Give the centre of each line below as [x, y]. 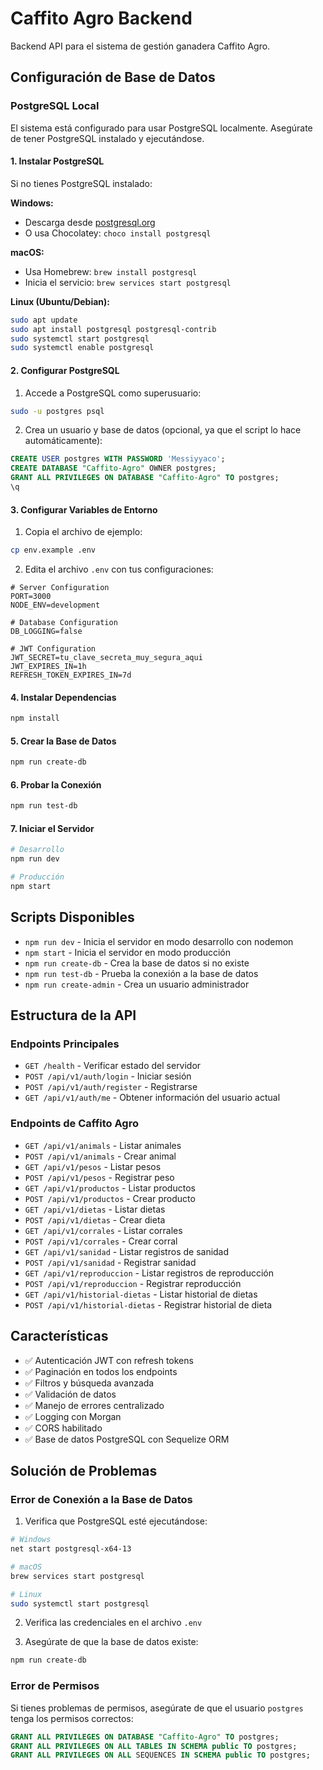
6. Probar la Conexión [56, 784]
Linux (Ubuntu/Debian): [60, 301]
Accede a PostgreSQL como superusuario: [113, 393]
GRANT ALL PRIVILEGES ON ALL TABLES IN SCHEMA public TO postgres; [154, 1746]
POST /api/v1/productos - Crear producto [110, 1198]
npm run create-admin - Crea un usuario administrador [137, 984]
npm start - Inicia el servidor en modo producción [127, 952]
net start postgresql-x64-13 [71, 1549]
